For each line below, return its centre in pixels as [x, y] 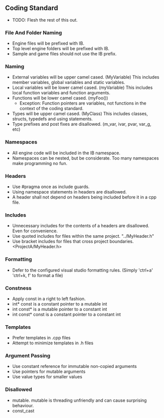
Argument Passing [28, 356]
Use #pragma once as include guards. [51, 187]
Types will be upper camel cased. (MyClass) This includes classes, [80, 114]
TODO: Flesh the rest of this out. [45, 20]
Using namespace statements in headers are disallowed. [69, 192]
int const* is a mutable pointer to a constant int [59, 309]
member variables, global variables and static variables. [68, 83]
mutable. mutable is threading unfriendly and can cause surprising [80, 400]
